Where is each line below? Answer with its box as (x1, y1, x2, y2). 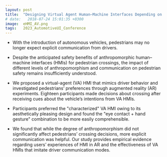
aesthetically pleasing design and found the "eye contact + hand (12, 111, 146, 117)
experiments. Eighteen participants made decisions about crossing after (12, 91, 161, 97)
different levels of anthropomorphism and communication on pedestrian (12, 65, 161, 71)
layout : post (5, 7, 32, 12)
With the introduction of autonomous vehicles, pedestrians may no (12, 39, 150, 45)
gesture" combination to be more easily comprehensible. (12, 116, 130, 122)
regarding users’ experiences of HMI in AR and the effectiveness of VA (12, 142, 158, 148)
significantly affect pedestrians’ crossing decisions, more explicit (12, 131, 146, 137)
